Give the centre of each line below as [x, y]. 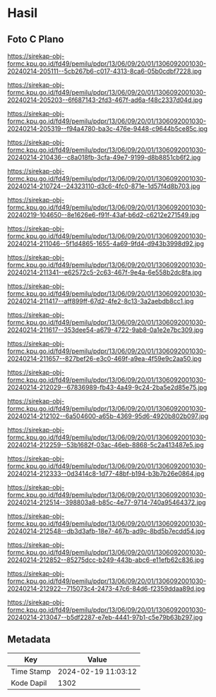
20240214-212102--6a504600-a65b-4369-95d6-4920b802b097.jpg [108, 416]
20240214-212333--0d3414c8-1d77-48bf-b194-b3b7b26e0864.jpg [106, 473]
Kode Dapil [29, 683]
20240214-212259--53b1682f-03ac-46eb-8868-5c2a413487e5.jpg [106, 445]
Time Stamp [31, 672]
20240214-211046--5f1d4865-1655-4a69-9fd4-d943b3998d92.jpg [106, 243]
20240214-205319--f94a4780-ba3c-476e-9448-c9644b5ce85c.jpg [108, 128]
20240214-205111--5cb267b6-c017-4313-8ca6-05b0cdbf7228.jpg [105, 71]
